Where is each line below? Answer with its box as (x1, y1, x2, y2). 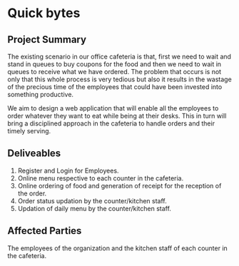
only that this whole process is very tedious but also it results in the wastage (7, 75, 232, 83)
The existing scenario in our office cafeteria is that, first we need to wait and (7, 52, 232, 61)
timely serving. (7, 127, 51, 135)
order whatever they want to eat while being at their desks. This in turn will (7, 112, 227, 120)
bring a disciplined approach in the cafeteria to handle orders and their (7, 119, 215, 128)
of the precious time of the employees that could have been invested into (7, 83, 223, 91)
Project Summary (7, 34, 87, 46)
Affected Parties (7, 225, 82, 237)
